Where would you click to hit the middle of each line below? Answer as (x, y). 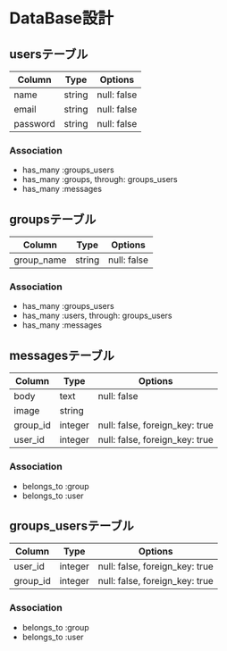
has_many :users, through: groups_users (97, 316)
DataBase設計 (62, 18)
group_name (40, 260)
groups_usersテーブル (71, 526)
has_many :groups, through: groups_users (100, 179)
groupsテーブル (53, 219)
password (34, 124)
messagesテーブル (62, 355)
